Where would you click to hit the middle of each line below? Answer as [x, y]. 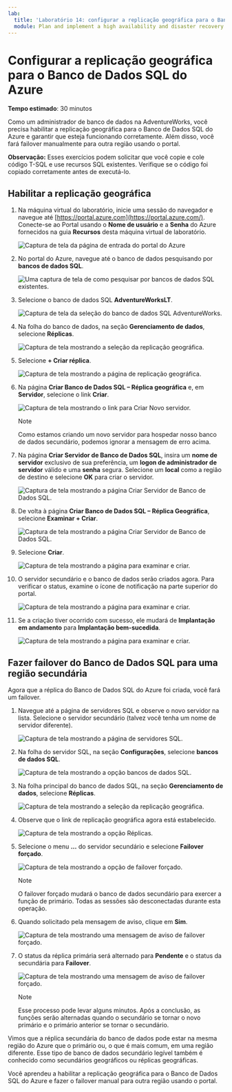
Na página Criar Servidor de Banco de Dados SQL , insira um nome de [117, 456]
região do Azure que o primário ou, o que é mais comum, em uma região [111, 1045]
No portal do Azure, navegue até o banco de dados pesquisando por [115, 259]
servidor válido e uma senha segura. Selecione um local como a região [120, 470]
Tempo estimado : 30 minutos [50, 109]
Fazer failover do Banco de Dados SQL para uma [113, 662]
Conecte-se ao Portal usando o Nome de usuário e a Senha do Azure [117, 225]
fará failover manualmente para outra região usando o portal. [94, 144]
